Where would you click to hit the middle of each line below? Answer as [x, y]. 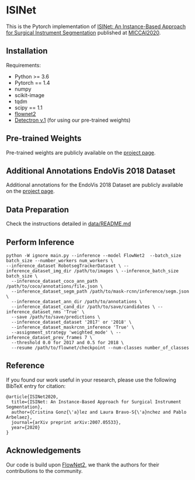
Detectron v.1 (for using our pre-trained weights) [72, 120]
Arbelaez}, [19, 417]
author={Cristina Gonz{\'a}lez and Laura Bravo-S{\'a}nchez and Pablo [99, 412]
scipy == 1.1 [28, 107]
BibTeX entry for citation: [36, 386]
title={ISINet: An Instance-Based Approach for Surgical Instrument [96, 402]
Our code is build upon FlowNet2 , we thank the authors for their [83, 464]
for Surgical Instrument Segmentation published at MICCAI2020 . [83, 32]
